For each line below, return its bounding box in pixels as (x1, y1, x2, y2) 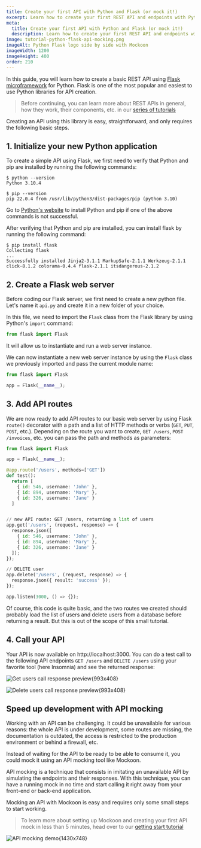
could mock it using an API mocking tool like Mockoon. (6, 756, 141, 764)
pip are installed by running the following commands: (6, 163, 137, 171)
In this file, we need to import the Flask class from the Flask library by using (6, 314, 193, 321)
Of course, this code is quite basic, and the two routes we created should (6, 604, 187, 612)
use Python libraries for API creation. (6, 88, 97, 95)
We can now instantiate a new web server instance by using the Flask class (6, 354, 193, 361)
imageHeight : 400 (6, 53, 50, 59)
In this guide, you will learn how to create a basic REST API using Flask (6, 75, 181, 83)
